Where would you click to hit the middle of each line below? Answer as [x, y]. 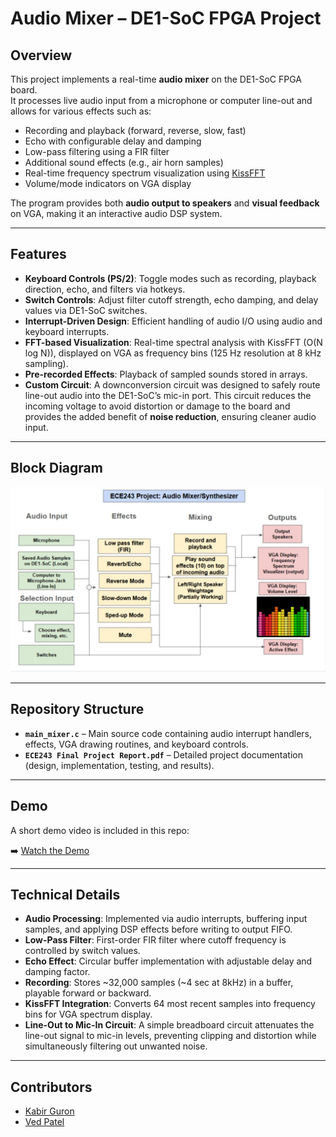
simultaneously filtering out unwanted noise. [116, 1046]
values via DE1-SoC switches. [86, 310]
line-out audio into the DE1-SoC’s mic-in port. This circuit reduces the [168, 395]
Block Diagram [56, 468]
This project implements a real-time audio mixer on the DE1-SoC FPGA [156, 79]
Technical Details [65, 894]
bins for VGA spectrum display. [88, 1014]
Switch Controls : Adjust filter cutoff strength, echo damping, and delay [171, 299]
